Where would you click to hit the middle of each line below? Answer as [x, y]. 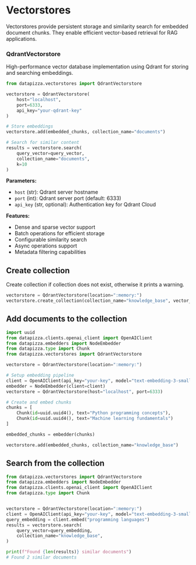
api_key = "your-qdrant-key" [49, 111]
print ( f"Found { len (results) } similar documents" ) [69, 552]
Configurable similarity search [51, 240]
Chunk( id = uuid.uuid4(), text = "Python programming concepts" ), [94, 413]
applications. [21, 39]
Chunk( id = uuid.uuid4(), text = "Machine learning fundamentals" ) [95, 419]
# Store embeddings [30, 126]
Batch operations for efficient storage [60, 233]
